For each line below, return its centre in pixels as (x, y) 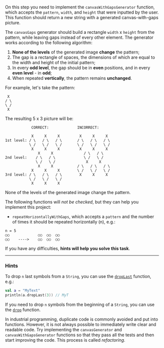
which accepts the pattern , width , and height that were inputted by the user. (82, 12)
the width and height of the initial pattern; (54, 62)
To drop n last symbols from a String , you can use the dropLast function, (78, 276)
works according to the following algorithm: (49, 43)
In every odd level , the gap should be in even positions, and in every (81, 68)
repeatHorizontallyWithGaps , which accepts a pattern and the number (83, 217)
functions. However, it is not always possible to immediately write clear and (81, 324)
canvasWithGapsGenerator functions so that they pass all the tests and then (80, 335)
